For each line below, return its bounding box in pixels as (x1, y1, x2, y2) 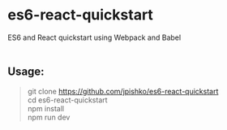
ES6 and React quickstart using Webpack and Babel (7, 32, 182, 42)
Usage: (7, 65, 45, 79)
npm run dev (27, 112, 71, 122)
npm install (27, 103, 65, 113)
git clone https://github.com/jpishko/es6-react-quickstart (27, 86, 219, 96)
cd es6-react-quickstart (27, 95, 108, 105)
